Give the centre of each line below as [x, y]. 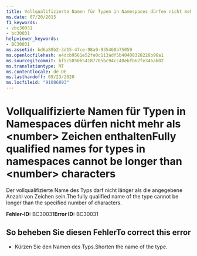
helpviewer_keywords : [33, 39]
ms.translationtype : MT [35, 66]
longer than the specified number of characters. [64, 203]
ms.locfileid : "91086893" [38, 83]
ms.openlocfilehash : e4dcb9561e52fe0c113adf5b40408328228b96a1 [85, 55]
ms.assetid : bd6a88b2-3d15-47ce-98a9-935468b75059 [69, 50]
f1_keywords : [22, 22]
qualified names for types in [76, 149]
